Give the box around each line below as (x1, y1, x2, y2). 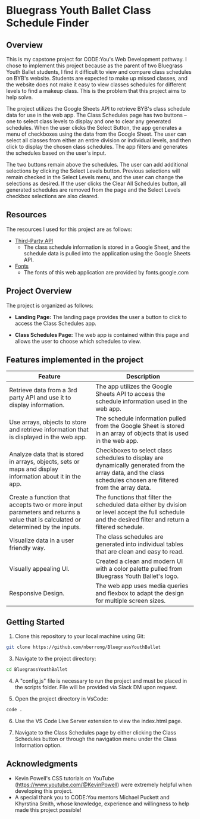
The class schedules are (95, 533, 164, 541)
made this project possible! (14, 806, 82, 813)
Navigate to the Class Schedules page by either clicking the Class (14, 729, 177, 736)
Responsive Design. (9, 589, 65, 598)
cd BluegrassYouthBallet (6, 667, 68, 673)
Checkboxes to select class (95, 446, 173, 455)
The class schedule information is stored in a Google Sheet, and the (23, 243, 190, 251)
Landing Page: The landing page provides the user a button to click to (14, 313, 187, 320)
